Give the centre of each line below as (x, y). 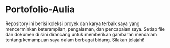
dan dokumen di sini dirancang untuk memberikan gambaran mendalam (81, 34)
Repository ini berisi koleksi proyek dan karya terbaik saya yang (72, 23)
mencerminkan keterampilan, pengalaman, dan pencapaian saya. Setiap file (85, 29)
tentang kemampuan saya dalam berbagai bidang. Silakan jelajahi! (75, 40)
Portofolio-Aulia (40, 9)
